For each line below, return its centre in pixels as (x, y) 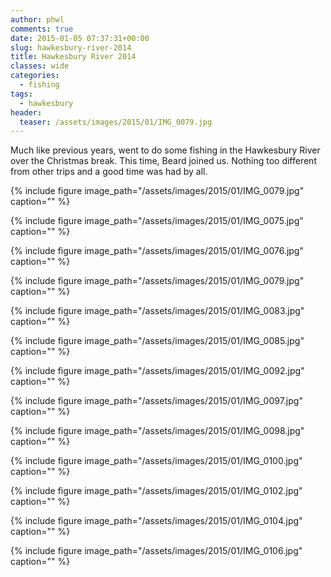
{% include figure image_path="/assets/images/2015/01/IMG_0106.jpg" (156, 551)
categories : (35, 76)
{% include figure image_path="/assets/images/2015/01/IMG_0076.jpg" (157, 251)
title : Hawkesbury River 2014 (73, 57)
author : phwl (37, 19)
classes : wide (40, 66)
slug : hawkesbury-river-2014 (71, 47)
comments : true (42, 29)
